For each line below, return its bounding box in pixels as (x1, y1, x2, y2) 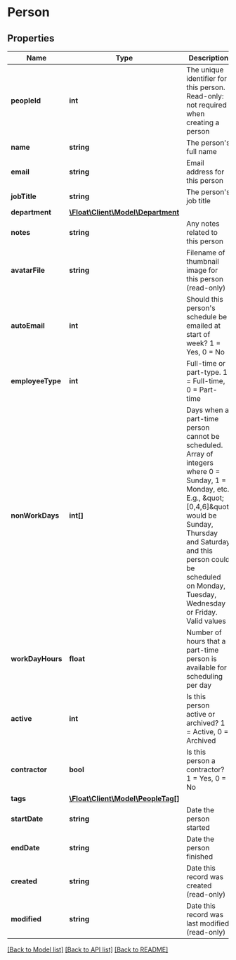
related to (185, 228, 218, 237)
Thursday (185, 528, 218, 538)
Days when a (185, 405, 230, 415)
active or (185, 710, 216, 719)
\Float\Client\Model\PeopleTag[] (69, 794, 180, 803)
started (185, 823, 210, 832)
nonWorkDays (11, 511, 60, 520)
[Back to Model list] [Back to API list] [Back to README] (7, 945, 169, 954)
